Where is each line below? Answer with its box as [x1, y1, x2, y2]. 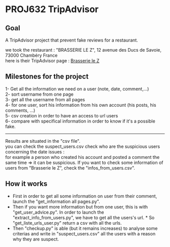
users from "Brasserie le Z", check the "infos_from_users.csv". [5, 164, 136, 171]
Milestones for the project [5, 72, 89, 81]
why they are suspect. [12, 236, 59, 242]
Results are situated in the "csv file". [5, 138, 81, 144]
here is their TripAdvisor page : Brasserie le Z [5, 58, 100, 64]
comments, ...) [5, 107, 35, 113]
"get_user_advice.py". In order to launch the [12, 209, 104, 215]
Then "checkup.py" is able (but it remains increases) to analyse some [12, 225, 158, 231]
